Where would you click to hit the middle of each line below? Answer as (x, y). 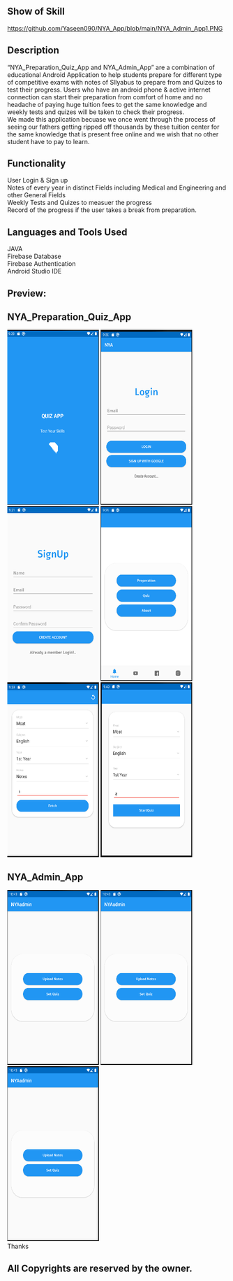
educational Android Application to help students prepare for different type (114, 75)
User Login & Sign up (38, 181)
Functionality (37, 164)
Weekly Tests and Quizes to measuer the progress (80, 203)
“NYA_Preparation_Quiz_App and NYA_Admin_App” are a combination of (111, 67)
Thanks (18, 1246)
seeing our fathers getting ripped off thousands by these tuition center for (113, 127)
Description (33, 51)
